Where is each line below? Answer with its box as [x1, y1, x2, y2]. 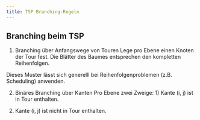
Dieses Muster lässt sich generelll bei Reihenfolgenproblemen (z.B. [6, 71, 173, 79]
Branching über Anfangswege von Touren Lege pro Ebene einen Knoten [14, 47, 194, 54]
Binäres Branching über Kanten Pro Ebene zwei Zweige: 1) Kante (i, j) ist [14, 89, 194, 97]
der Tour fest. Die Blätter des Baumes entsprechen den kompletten [14, 53, 181, 61]
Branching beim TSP [6, 31, 84, 41]
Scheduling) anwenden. [6, 77, 65, 85]
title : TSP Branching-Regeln [6, 8, 80, 15]
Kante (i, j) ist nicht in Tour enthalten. [14, 107, 107, 115]
